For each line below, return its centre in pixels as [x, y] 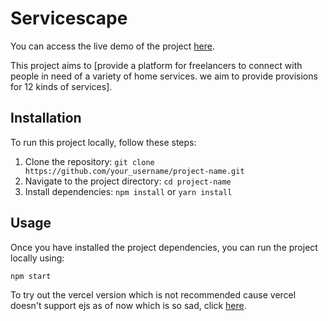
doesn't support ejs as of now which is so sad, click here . [128, 306]
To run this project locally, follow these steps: [103, 142]
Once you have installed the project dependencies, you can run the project [164, 247]
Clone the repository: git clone [89, 161]
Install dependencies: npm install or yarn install [128, 191]
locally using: [37, 258]
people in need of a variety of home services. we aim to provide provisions [164, 76]
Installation [46, 118]
